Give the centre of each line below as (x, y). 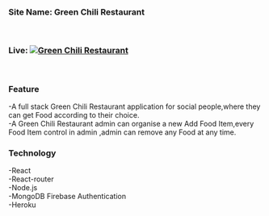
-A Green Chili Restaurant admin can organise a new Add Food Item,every (131, 123)
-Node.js (23, 188)
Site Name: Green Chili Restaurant (77, 12)
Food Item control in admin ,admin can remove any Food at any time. (122, 132)
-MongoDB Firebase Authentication (67, 197)
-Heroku (22, 205)
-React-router (31, 179)
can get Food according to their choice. (74, 114)
